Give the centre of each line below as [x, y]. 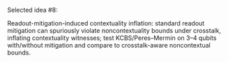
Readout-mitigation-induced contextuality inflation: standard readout [106, 23]
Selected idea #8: [32, 10]
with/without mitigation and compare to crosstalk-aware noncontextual [109, 45]
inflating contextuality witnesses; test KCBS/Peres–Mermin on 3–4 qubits [112, 38]
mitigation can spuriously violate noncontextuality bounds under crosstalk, [114, 31]
